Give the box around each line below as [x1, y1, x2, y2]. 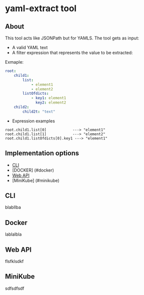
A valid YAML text [12, 45, 48, 50]
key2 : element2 [36, 100, 67, 105]
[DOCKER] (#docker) [12, 167, 54, 173]
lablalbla [5, 231, 22, 237]
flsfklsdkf [5, 259, 24, 264]
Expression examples [12, 118, 55, 124]
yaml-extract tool [5, 3, 77, 14]
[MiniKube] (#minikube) [12, 177, 60, 183]
